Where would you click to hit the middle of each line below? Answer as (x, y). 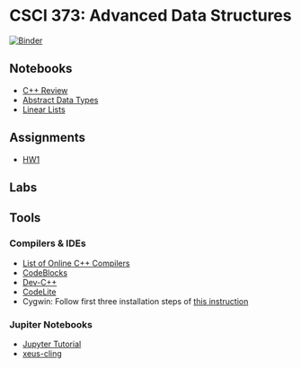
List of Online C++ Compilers (76, 263)
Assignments (48, 138)
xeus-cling (42, 353)
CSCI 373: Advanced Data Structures (150, 16)
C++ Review (45, 90)
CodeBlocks (45, 272)
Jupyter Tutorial (52, 344)
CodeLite (39, 292)
